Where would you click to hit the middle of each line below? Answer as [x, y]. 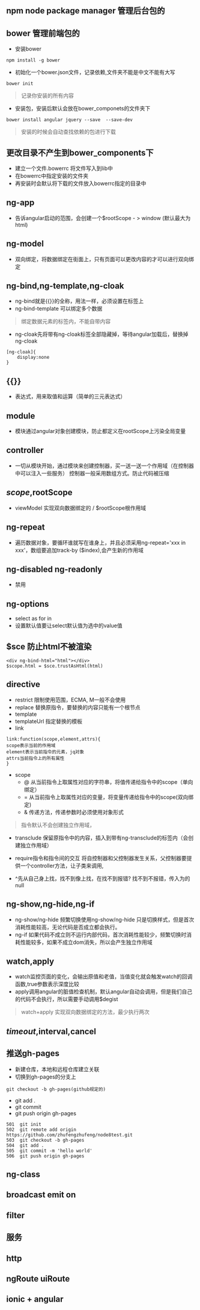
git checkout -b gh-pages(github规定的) [56, 1089]
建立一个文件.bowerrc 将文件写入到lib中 [64, 168]
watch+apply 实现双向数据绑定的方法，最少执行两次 [85, 1012]
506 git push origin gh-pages [45, 1156]
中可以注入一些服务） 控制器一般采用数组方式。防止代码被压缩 [92, 473]
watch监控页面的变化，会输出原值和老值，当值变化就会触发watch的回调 [104, 976]
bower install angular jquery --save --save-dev [70, 120]
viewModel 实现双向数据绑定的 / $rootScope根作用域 [80, 508]
